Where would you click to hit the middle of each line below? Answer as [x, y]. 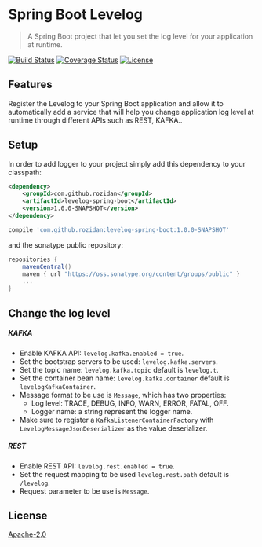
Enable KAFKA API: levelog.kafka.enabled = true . [102, 353]
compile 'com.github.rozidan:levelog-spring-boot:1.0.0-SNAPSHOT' [119, 229]
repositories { [33, 259]
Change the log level [59, 313]
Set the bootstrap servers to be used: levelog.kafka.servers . [118, 361]
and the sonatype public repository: [66, 244]
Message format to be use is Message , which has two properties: [123, 395]
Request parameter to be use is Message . [84, 491]
